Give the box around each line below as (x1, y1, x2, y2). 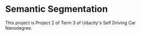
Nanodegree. (5, 25, 33, 31)
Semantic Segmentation (5, 3, 108, 15)
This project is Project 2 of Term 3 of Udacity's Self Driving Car (5, 20, 136, 26)
